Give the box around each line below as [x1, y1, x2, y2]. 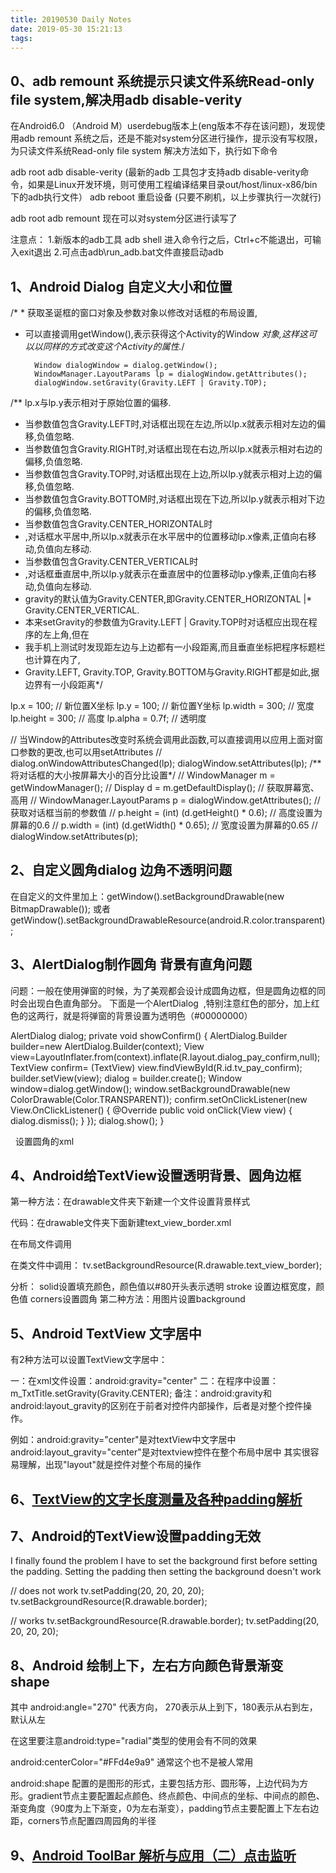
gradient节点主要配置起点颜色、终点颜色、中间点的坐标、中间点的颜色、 [27, 1790, 325, 1802]
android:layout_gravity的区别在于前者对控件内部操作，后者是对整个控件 [10, 1400, 303, 1412]
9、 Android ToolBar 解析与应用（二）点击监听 [10, 1847, 297, 1864]
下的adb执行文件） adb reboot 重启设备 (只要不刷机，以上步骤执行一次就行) [10, 191, 322, 203]
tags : [10, 33, 33, 43]
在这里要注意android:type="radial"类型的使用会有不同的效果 [10, 1735, 258, 1747]
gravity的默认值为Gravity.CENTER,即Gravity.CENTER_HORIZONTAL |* [24, 593, 313, 605]
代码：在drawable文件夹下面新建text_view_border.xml [10, 1217, 232, 1229]
